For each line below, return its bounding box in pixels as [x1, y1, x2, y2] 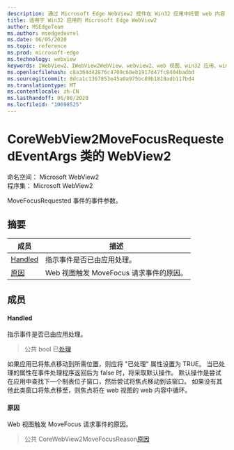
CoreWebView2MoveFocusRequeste [7, 131, 224, 147]
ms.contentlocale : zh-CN [7, 88, 79, 95]
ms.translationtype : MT [7, 82, 77, 89]
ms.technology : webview [7, 56, 77, 63]
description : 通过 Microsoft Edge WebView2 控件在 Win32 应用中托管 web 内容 [7, 10, 226, 17]
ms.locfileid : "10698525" [7, 101, 82, 108]
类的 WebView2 [79, 148, 172, 164]
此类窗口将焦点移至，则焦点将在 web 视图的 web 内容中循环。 [13, 386, 192, 395]
